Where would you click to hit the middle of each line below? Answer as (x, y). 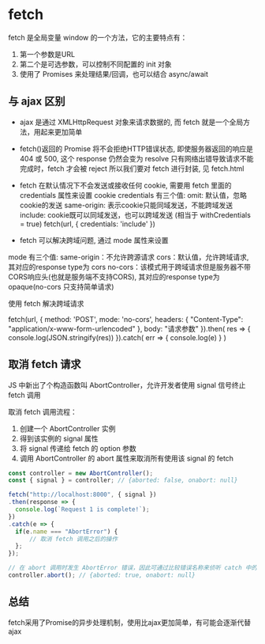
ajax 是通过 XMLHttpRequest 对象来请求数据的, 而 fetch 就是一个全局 (131, 122)
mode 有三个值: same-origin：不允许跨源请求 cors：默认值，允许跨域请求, (129, 257)
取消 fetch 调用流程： (43, 411)
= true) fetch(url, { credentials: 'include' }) (88, 224)
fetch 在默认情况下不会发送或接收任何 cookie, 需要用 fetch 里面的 (125, 185)
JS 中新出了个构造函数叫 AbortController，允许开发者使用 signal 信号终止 (127, 385)
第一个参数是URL (47, 54)
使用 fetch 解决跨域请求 (46, 303)
